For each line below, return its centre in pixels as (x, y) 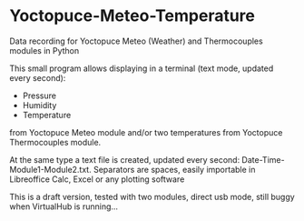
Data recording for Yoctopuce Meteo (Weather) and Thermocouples (136, 41)
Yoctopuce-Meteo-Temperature (132, 16)
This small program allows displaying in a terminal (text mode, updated (142, 68)
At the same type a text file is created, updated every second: (125, 159)
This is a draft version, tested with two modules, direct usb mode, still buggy (152, 196)
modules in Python (44, 50)
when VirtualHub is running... (64, 206)
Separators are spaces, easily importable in (175, 169)
